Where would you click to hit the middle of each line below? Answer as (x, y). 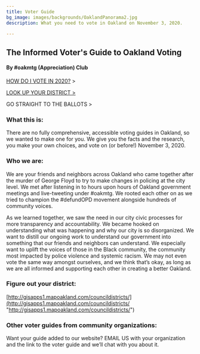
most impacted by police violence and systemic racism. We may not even (96, 256)
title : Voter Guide (30, 12)
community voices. (30, 206)
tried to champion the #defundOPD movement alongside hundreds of (91, 199)
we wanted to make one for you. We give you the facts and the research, (96, 139)
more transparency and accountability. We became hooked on (83, 224)
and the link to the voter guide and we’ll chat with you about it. (83, 344)
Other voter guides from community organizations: (81, 325)
